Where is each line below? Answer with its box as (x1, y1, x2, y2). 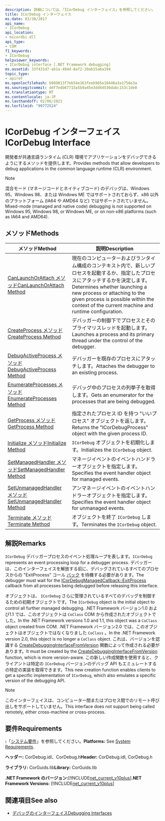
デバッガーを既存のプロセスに (72, 355, 141, 362)
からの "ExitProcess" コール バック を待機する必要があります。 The (9, 571, 144, 577)
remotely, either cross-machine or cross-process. (5, 709, 106, 715)
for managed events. (72, 475, 119, 482)
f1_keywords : (5, 48, 32, 53)
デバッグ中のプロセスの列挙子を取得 (72, 384, 156, 391)
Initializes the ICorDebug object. (81, 446, 153, 453)
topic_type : (5, 71, 29, 76)
